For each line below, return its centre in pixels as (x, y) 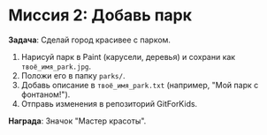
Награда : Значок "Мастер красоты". (77, 121)
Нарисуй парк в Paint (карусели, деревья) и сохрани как (128, 56)
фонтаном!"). (46, 94)
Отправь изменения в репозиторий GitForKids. (109, 103)
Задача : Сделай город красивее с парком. (90, 40)
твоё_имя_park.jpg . (56, 66)
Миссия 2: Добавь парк (100, 15)
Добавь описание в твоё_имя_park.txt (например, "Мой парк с (140, 85)
